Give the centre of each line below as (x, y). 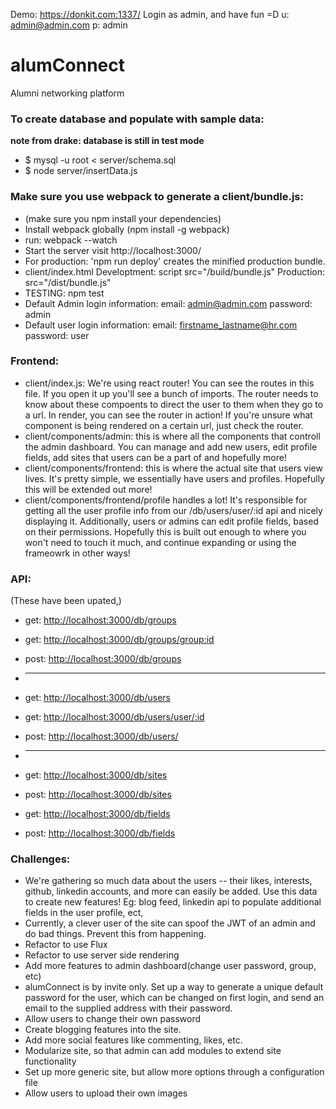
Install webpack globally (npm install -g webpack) (127, 229)
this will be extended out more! (88, 489)
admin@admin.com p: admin (69, 25)
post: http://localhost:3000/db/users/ (101, 736)
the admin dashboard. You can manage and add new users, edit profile (171, 446)
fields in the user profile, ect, (84, 913)
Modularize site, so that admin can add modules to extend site (153, 1051)
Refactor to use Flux (66, 945)
